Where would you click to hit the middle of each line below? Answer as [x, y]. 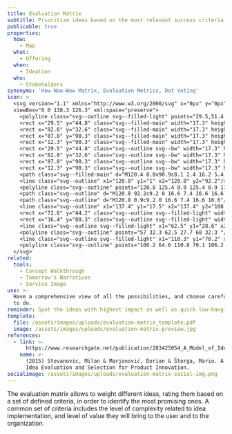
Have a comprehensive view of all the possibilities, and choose [109, 297]
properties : [24, 33]
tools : [23, 264]
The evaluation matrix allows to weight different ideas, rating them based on [115, 394]
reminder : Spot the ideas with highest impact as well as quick [101, 310]
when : [21, 65]
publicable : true [32, 26]
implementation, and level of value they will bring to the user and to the [108, 415]
